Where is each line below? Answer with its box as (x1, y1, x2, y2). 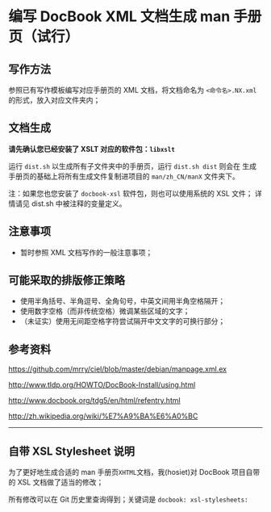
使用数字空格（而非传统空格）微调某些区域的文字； (19, 306, 190, 316)
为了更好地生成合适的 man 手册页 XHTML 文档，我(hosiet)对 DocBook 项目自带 (8, 468, 261, 477)
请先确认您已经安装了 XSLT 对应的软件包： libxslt (8, 144, 176, 153)
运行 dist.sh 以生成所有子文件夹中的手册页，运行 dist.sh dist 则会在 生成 (8, 161, 256, 170)
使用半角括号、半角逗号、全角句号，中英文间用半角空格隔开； (19, 296, 226, 306)
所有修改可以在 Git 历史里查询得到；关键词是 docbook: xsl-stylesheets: (8, 494, 248, 505)
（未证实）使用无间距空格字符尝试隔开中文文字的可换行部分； (19, 317, 226, 326)
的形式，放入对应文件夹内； (8, 95, 101, 105)
